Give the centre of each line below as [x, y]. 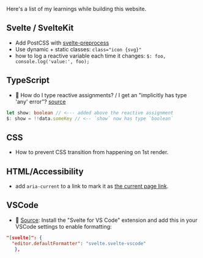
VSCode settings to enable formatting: [63, 226]
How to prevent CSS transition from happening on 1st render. [92, 152]
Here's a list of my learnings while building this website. [76, 9]
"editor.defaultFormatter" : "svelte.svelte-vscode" [79, 243]
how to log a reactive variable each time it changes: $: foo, [90, 56]
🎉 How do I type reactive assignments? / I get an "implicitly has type [101, 95]
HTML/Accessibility [45, 171]
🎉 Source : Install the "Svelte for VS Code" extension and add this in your [106, 220]
